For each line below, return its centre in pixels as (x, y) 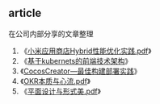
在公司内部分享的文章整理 (51, 33)
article (25, 13)
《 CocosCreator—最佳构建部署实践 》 (80, 71)
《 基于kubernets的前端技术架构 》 (76, 60)
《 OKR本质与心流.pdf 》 (55, 81)
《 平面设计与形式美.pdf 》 (60, 91)
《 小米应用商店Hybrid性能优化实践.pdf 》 (86, 51)
